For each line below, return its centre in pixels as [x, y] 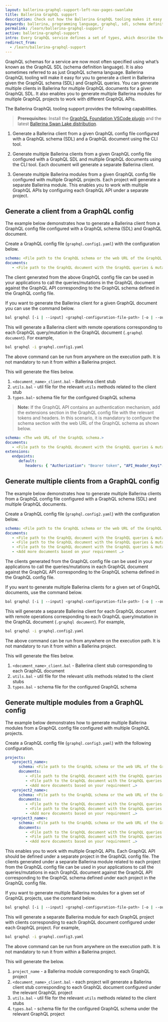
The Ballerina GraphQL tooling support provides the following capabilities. [81, 108]
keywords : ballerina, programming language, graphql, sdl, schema [76, 24]
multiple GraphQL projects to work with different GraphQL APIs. [70, 99]
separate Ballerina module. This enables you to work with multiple [80, 185]
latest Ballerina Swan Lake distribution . [57, 124]
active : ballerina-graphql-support [42, 33]
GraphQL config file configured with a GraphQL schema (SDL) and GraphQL [83, 229]
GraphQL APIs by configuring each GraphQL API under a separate [80, 190]
